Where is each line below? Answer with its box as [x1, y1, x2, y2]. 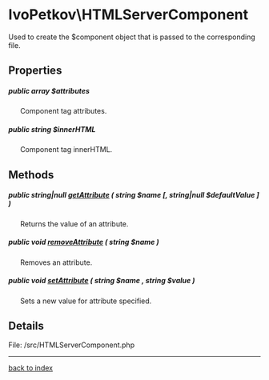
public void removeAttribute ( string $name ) [8, 238, 160, 247]
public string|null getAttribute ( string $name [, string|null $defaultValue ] [8, 190, 259, 200]
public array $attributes [8, 86, 90, 95]
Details [8, 318, 44, 333]
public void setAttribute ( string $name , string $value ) [8, 276, 195, 286]
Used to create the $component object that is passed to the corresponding [8, 32, 256, 42]
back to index [8, 363, 54, 373]
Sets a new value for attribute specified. [19, 296, 152, 306]
